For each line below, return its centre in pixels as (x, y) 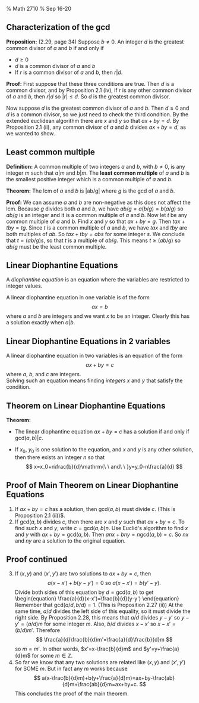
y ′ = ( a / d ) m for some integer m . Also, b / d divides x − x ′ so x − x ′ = (95, 624)
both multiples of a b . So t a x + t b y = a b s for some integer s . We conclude (96, 234)
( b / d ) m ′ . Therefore (37, 630)
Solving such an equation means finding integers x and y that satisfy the (94, 380)
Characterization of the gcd (58, 27)
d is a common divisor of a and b (55, 66)
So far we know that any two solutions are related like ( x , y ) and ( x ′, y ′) (100, 662)
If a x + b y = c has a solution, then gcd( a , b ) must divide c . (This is (95, 509)
